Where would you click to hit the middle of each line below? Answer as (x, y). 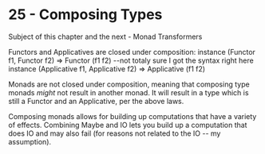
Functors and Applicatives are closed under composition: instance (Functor (132, 52)
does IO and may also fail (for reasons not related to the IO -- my (115, 133)
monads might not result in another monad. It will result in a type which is (129, 92)
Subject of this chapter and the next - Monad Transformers (105, 37)
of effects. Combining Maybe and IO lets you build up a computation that (128, 125)
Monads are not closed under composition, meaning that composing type (129, 84)
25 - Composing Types (85, 15)
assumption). (30, 141)
